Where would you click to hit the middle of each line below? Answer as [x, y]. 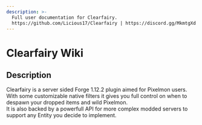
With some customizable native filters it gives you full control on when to [97, 96]
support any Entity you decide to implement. [61, 115]
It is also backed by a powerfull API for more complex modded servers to [97, 109]
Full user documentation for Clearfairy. [65, 18]
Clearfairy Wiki [45, 53]
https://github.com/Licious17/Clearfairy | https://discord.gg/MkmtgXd [104, 23]
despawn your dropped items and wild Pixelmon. [67, 103]
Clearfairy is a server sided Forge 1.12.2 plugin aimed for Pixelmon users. [97, 90]
